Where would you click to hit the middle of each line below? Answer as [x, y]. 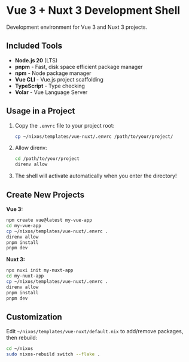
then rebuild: [22, 338]
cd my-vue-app [24, 225]
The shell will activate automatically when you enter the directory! [96, 176]
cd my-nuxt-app [25, 276]
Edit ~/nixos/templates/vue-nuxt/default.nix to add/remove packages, [95, 331]
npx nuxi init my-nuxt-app [40, 270]
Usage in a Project [41, 111]
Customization [34, 317]
